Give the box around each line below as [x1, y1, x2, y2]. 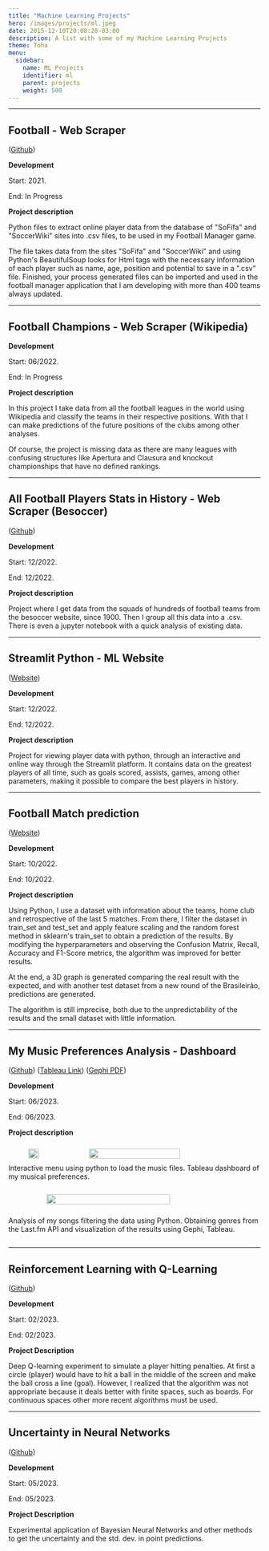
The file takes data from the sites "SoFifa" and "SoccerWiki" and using [8, 246, 242, 257]
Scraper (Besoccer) [8, 504, 108, 518]
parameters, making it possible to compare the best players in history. [8, 775, 239, 786]
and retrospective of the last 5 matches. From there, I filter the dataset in [8, 914, 247, 924]
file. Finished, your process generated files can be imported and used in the [8, 272, 259, 281]
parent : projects [22, 79, 81, 87]
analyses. [8, 429, 40, 438]
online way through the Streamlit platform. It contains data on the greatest [8, 759, 252, 768]
